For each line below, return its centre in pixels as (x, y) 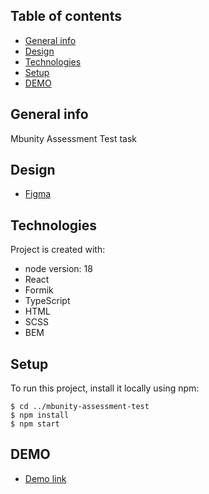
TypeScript (47, 301)
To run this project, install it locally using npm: (105, 388)
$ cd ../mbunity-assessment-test (80, 407)
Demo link (45, 478)
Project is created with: (58, 250)
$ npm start (35, 424)
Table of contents (66, 16)
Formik (39, 290)
